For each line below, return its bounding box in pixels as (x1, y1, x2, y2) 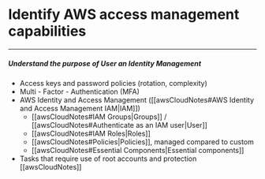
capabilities (8, 22, 87, 40)
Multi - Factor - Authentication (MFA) (19, 87, 140, 96)
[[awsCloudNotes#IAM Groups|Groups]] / (31, 112, 167, 121)
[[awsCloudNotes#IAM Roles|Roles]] (31, 129, 151, 138)
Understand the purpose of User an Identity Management (8, 58, 202, 68)
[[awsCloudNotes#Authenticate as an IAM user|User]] (31, 120, 207, 129)
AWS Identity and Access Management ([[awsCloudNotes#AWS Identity (19, 95, 255, 104)
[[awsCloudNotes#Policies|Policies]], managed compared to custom (31, 136, 254, 147)
